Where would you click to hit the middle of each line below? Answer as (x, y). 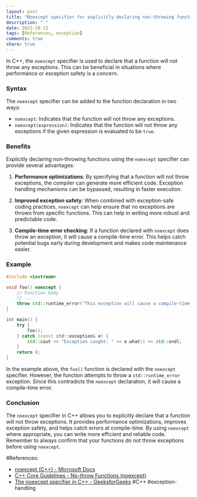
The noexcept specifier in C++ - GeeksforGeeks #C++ (80, 482)
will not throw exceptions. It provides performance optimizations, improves (96, 422)
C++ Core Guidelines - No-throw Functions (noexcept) (80, 476)
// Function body (38, 293)
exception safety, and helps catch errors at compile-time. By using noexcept (98, 428)
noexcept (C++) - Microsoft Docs (55, 469)
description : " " (27, 22)
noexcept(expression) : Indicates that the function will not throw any (96, 125)
